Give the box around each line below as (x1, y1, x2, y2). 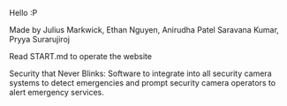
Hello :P (9, 8, 38, 18)
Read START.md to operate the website (9, 51, 153, 61)
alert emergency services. (9, 87, 104, 97)
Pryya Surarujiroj (9, 34, 71, 44)
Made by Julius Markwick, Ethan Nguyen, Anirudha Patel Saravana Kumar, (9, 25, 280, 34)
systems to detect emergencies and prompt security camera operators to (9, 78, 276, 87)
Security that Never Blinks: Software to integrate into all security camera (9, 68, 272, 79)
